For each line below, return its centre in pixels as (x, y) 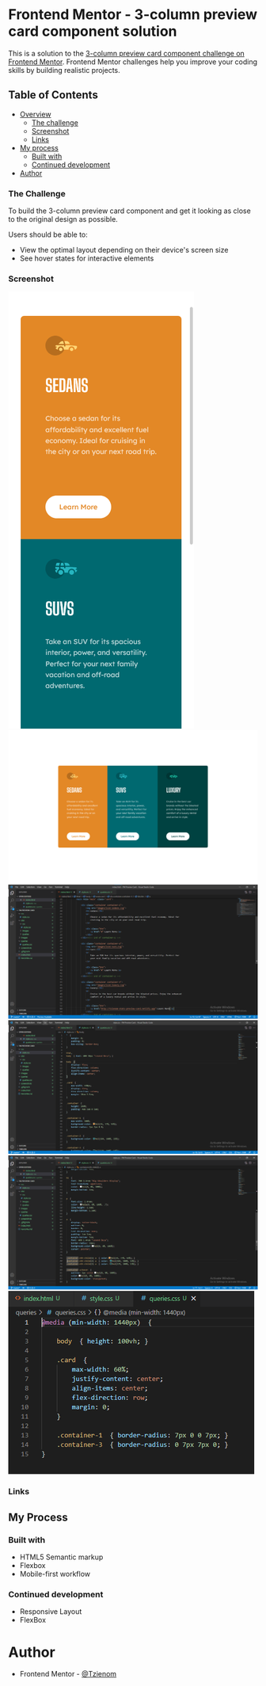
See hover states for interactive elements (87, 258)
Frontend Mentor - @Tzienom (68, 1674)
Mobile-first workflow (55, 1574)
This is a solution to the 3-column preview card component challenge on (127, 53)
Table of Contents (53, 95)
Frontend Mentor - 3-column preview (133, 15)
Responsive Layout (51, 1612)
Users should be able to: (48, 234)
